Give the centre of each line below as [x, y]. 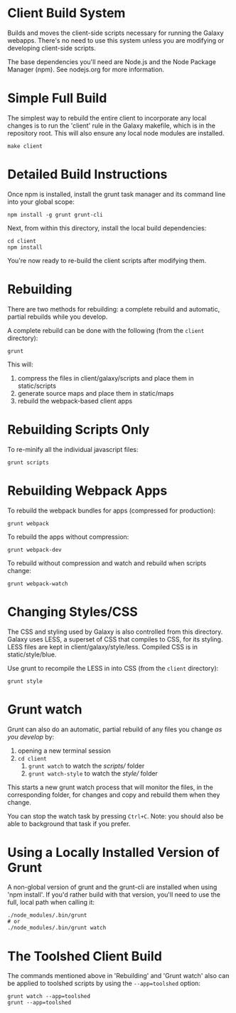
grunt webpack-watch [38, 583]
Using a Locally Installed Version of [114, 852]
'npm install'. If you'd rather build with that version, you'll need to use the [114, 895]
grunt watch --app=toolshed [49, 997]
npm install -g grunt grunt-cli [55, 215]
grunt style [25, 681]
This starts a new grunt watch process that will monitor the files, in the [110, 787]
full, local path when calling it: [51, 903]
